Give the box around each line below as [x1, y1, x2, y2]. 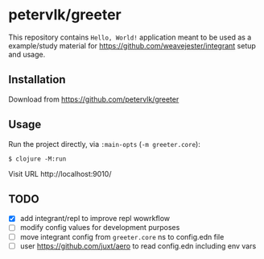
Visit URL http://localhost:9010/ [8, 169, 112, 178]
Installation [8, 73, 66, 86]
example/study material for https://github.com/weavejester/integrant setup [8, 40, 256, 50]
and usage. [8, 49, 46, 59]
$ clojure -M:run [8, 155, 67, 163]
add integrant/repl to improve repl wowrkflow [19, 214, 171, 223]
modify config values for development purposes [19, 223, 180, 232]
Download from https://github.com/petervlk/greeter [8, 94, 179, 104]
